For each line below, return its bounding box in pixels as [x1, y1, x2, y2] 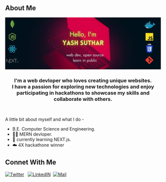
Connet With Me [5, 158, 57, 167]
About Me [5, 4, 36, 12]
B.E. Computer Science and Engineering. [12, 126, 95, 132]
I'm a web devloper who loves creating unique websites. [14, 77, 152, 84]
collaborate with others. [53, 95, 113, 102]
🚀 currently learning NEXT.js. [12, 136, 71, 142]
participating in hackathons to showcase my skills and [16, 89, 150, 96]
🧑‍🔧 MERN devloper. [12, 131, 53, 137]
